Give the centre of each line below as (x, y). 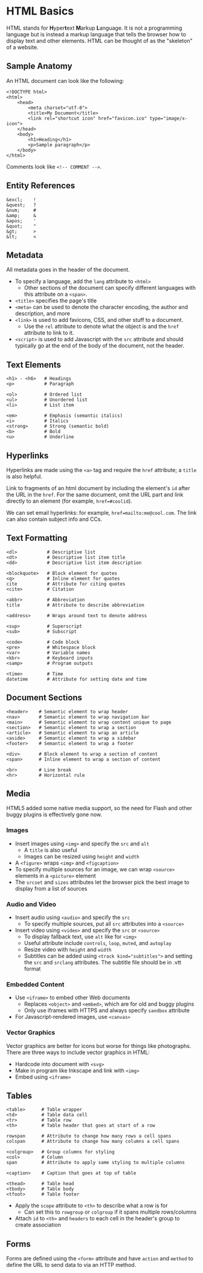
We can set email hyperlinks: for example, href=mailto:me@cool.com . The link (101, 513)
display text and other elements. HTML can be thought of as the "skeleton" (100, 41)
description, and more (43, 313)
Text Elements (34, 365)
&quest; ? (21, 205)
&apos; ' (21, 221)
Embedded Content (35, 984)
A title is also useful (50, 850)
